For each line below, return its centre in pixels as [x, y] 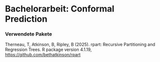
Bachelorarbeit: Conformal [60, 9]
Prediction [26, 19]
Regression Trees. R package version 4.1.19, [48, 50]
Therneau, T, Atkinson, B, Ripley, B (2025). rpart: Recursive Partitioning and [80, 45]
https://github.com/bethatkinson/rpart [43, 55]
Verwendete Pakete [29, 34]
